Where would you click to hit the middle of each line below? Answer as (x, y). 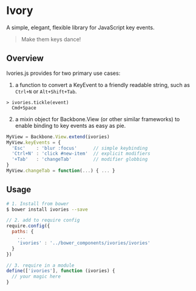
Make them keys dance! (51, 39)
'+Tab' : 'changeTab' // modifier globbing (80, 160)
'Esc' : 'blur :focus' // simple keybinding (80, 148)
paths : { (23, 232)
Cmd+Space (24, 108)
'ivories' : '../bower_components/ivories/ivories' (84, 243)
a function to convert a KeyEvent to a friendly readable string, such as (102, 85)
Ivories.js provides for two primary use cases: (63, 73)
